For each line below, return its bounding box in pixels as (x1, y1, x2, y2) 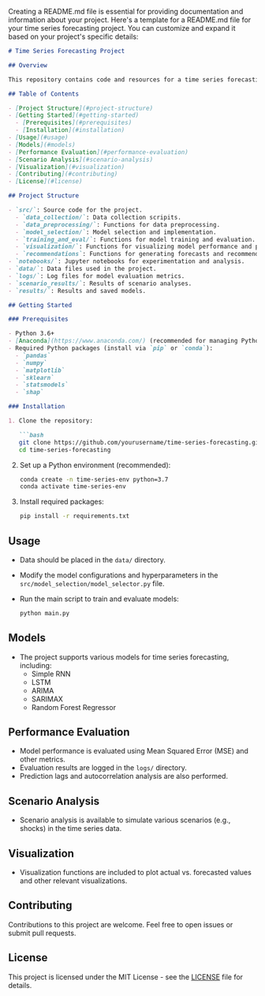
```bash (18, 430, 44, 439)
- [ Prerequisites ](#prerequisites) (15, 118, 132, 127)
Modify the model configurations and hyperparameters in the (19, 570, 218, 580)
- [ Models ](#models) (8, 141, 77, 148)
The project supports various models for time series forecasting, (19, 652, 230, 662)
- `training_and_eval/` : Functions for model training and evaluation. (15, 235, 256, 243)
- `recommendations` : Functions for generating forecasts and (15, 250, 224, 258)
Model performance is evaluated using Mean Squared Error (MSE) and (19, 746, 248, 756)
